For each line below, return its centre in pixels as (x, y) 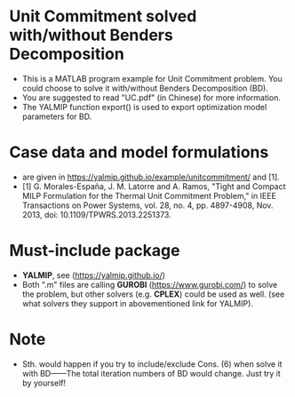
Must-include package (95, 251)
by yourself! (44, 383)
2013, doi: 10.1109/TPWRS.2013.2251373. (96, 214)
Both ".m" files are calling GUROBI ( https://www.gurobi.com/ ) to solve (150, 284)
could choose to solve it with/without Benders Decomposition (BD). (145, 88)
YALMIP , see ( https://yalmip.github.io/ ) (94, 275)
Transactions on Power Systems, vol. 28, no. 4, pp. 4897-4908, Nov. (147, 205)
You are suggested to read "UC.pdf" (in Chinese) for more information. (151, 97)
